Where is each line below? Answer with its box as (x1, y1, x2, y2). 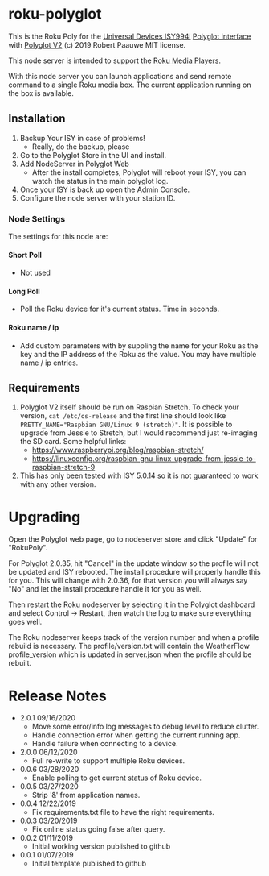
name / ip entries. (19, 358, 79, 367)
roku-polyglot (8, 5, 102, 23)
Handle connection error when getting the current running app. (31, 730, 241, 740)
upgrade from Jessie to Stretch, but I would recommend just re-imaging (19, 428, 258, 438)
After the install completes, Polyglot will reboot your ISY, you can (31, 167, 247, 177)
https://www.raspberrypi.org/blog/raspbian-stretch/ (31, 445, 204, 455)
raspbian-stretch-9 (31, 463, 96, 472)
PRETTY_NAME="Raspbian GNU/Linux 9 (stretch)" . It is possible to (19, 420, 233, 430)
